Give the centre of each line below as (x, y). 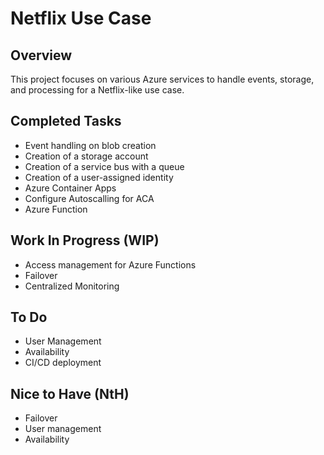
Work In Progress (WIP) (85, 240)
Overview (41, 55)
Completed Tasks (66, 121)
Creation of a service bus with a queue (104, 166)
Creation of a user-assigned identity (99, 177)
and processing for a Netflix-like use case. (97, 90)
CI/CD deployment (63, 363)
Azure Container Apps (70, 188)
